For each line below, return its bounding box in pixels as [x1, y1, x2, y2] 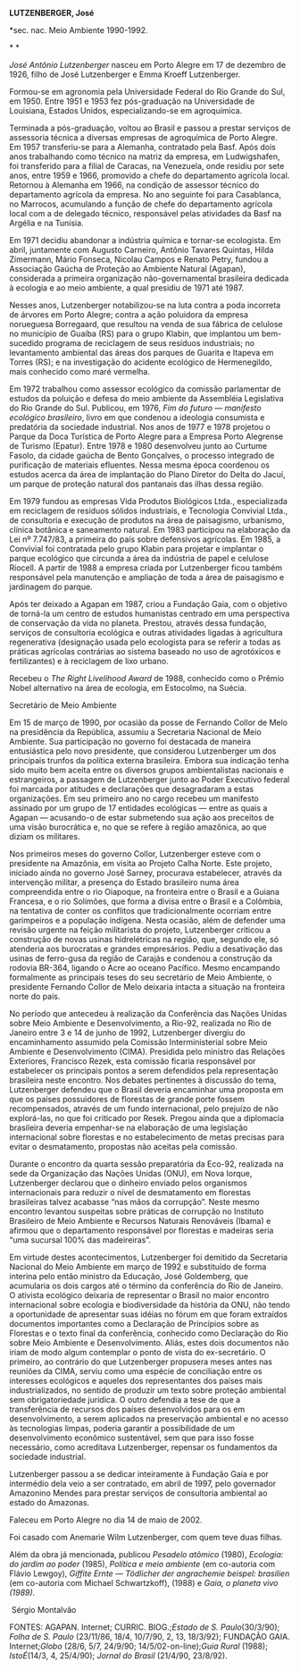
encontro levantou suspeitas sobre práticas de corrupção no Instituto [9, 1206, 264, 1217]
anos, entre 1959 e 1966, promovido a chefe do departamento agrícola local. [9, 170, 290, 181]
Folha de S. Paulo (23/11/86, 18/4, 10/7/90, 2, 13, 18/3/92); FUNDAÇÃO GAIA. [9, 1632, 290, 1641]
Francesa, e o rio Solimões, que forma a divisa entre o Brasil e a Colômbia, [9, 896, 283, 907]
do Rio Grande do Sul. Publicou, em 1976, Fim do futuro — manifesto [9, 402, 262, 413]
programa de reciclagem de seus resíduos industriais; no [45, 338, 255, 348]
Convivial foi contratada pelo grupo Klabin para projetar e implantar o [9, 544, 264, 553]
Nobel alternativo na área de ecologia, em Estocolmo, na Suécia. [9, 683, 247, 693]
